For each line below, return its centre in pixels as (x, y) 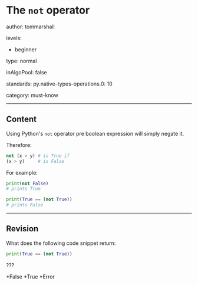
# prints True (24, 189)
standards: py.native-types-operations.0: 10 (60, 84)
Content (22, 119)
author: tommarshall (30, 27)
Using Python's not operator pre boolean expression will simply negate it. (95, 133)
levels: (14, 38)
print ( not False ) (27, 184)
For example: (22, 172)
